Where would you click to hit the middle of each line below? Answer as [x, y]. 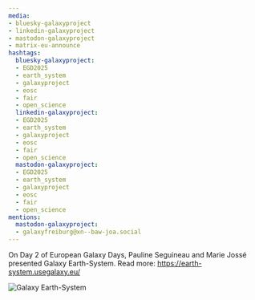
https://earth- [180, 263]
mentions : [25, 217]
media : [19, 16]
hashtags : [25, 53]
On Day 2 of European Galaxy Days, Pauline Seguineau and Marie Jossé [127, 255]
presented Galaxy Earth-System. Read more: [82, 263]
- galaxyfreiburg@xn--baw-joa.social [79, 232]
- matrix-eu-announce [45, 46]
